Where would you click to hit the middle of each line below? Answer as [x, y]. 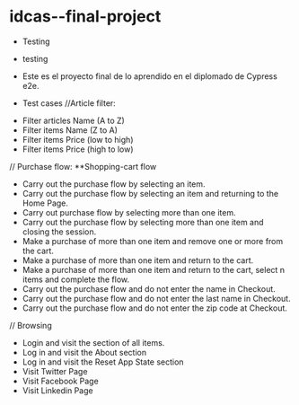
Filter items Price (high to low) [78, 149]
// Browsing [31, 325]
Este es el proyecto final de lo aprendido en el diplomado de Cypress [150, 76]
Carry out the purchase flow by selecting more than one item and [143, 222]
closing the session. [59, 232]
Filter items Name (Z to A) [70, 130]
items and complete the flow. [76, 279]
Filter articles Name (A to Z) [74, 120]
